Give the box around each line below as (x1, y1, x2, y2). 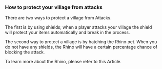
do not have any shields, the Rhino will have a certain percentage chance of (5, 44, 158, 50)
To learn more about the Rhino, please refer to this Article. (5, 59, 122, 65)
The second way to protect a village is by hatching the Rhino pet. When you (5, 39, 157, 45)
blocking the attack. (5, 49, 45, 55)
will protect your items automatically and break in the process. (5, 30, 130, 35)
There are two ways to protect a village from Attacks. (5, 15, 112, 21)
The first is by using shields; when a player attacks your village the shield (5, 24, 152, 30)
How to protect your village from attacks (5, 4, 102, 11)
